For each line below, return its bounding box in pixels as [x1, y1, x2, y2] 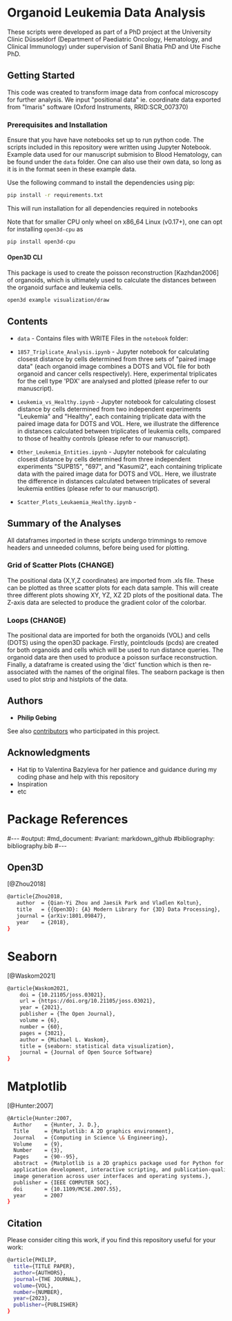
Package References [7, 811, 128, 827]
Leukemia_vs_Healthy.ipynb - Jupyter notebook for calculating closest [17, 397, 216, 405]
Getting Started [7, 70, 75, 81]
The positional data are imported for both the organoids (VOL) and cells [7, 631, 211, 639]
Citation [7, 1217, 43, 1229]
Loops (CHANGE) [7, 615, 67, 625]
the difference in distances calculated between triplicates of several [17, 476, 211, 485]
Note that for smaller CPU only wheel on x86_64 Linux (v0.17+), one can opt [7, 218, 223, 226]
